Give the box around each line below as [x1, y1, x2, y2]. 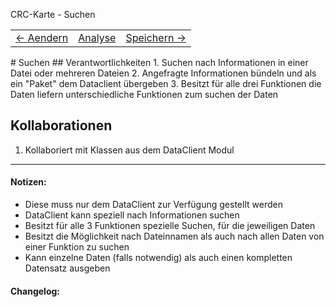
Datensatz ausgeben [24, 262, 111, 274]
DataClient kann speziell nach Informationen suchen [24, 209, 240, 221]
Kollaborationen [10, 117, 113, 134]
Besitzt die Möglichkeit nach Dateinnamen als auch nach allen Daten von [24, 230, 325, 243]
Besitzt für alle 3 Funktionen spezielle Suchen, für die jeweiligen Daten [24, 220, 316, 232]
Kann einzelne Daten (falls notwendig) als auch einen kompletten [24, 252, 293, 264]
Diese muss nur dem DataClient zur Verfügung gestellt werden [24, 199, 283, 211]
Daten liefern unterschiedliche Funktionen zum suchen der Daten [10, 89, 279, 100]
